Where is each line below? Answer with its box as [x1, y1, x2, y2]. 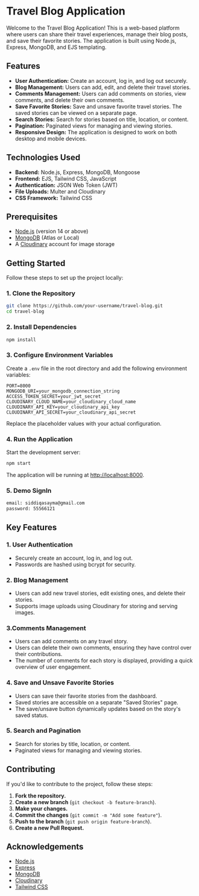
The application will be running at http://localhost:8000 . [6, 471, 145, 478]
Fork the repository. [14, 792, 66, 799]
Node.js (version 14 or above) [14, 228, 89, 235]
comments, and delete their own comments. [14, 96, 125, 103]
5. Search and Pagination [6, 727, 81, 735]
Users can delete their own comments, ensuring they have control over [14, 644, 192, 651]
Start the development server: [6, 449, 81, 456]
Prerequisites [6, 212, 58, 222]
